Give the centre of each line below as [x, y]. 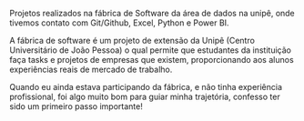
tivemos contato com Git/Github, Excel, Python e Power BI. [119, 23]
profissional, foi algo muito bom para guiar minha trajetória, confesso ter [145, 96]
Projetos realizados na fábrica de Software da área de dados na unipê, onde [152, 13]
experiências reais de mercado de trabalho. [91, 69]
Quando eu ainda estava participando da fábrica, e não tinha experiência [146, 87]
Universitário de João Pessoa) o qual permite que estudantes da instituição [150, 50]
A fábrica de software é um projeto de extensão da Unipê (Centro [132, 40]
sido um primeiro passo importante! [76, 106]
